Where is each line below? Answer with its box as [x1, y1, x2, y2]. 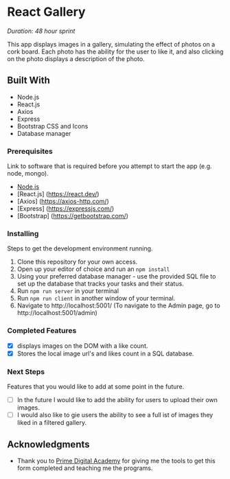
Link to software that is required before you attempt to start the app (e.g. [7, 162, 212, 170]
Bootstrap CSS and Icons [16, 121, 89, 130]
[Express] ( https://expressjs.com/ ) [16, 205, 115, 213]
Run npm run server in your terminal [16, 287, 119, 295]
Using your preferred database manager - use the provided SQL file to [16, 272, 216, 281]
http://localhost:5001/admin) [16, 309, 97, 317]
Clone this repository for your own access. [16, 258, 138, 266]
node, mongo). [7, 170, 49, 178]
